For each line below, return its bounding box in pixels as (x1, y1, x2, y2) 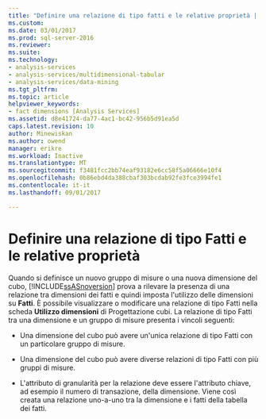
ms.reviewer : (8, 41, 52, 49)
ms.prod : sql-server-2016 (8, 33, 94, 42)
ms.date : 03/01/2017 (8, 26, 77, 34)
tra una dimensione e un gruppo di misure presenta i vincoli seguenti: (8, 315, 235, 325)
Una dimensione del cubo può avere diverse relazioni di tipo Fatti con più (19, 354, 259, 363)
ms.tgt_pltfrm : (8, 85, 59, 94)
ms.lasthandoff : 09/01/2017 (8, 188, 102, 197)
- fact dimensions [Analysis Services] (8, 108, 141, 116)
